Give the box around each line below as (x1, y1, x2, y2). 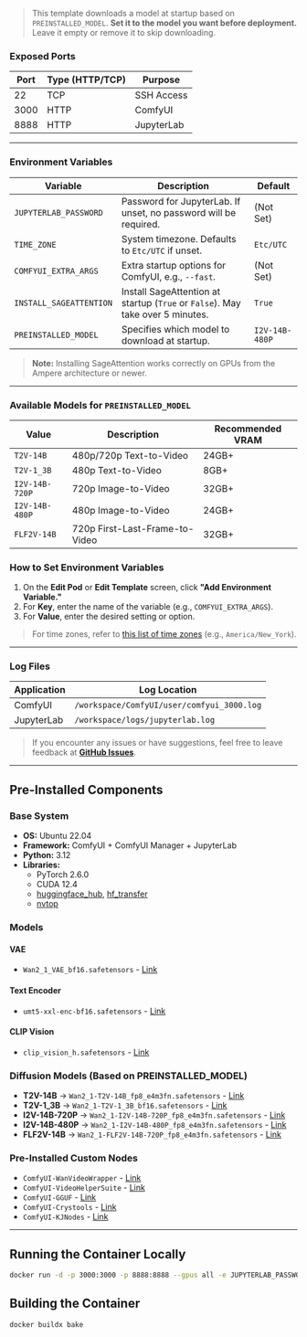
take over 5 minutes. (121, 308, 209, 321)
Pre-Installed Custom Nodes (9, 1151, 139, 1164)
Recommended (214, 422, 282, 435)
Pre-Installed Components (9, 781, 164, 798)
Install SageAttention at (121, 285, 221, 298)
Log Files (9, 660, 50, 673)
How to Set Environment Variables (9, 561, 164, 574)
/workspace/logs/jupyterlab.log (74, 715, 216, 726)
